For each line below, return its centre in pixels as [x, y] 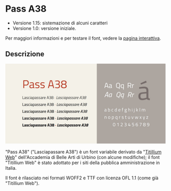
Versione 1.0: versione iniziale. [44, 28]
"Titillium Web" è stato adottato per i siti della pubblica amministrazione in [83, 163]
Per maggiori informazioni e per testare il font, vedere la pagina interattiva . [83, 38]
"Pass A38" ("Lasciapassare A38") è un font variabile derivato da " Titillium [83, 152]
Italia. [11, 168]
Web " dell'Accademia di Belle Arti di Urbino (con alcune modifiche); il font [82, 157]
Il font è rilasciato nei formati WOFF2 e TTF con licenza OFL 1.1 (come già [82, 178]
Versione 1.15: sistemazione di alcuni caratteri [60, 23]
